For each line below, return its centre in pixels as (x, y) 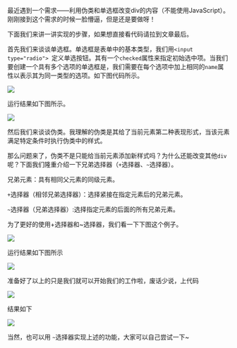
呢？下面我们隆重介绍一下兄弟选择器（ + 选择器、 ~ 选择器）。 (92, 164)
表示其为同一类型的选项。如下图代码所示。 (81, 75)
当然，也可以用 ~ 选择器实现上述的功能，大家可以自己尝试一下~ (98, 337)
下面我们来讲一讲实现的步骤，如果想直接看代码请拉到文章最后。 (100, 34)
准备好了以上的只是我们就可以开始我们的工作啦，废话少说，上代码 (103, 281)
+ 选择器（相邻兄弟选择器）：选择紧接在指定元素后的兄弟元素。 (97, 194)
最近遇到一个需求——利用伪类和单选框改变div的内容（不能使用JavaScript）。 (119, 10)
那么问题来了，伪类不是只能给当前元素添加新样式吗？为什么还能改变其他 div (117, 156)
